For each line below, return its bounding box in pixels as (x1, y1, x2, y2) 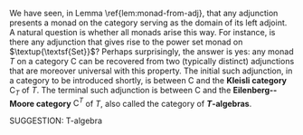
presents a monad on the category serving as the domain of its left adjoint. (9, 17, 288, 28)
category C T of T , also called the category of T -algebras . (35, 96, 252, 109)
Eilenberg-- (232, 85, 278, 95)
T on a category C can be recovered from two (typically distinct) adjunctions (9, 56, 295, 66)
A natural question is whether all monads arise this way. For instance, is (9, 27, 276, 37)
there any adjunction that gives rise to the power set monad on (9, 36, 243, 47)
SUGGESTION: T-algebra (9, 115, 102, 126)
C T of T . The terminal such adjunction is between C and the (9, 85, 232, 98)
